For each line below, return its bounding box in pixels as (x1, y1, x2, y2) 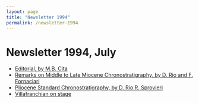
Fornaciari (14, 78, 40, 85)
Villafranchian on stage (14, 90, 72, 98)
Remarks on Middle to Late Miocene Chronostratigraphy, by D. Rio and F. (14, 71, 193, 79)
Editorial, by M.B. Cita (14, 65, 68, 72)
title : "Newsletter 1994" (6, 14, 70, 20)
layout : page (6, 8, 39, 15)
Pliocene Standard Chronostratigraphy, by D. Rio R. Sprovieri (14, 84, 163, 91)
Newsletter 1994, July (6, 45, 117, 59)
